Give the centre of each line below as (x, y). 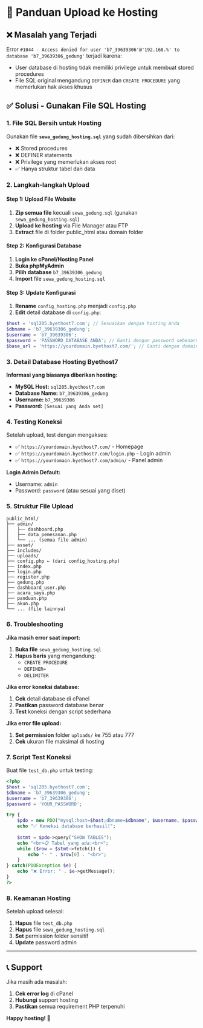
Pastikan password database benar (60, 705)
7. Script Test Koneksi (39, 757)
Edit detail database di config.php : (58, 312)
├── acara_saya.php (31, 593)
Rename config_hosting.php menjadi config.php (76, 306)
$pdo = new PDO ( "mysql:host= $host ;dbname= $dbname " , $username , (98, 821)
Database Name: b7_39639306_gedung (62, 393)
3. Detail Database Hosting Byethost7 (62, 361)
